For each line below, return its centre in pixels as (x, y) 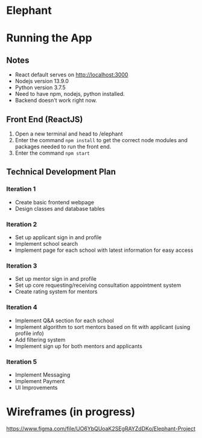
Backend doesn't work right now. (56, 101)
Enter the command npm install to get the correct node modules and (101, 140)
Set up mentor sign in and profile (55, 279)
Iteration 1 (21, 189)
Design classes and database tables (60, 208)
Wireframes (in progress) (71, 412)
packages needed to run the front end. (63, 146)
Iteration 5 (22, 361)
